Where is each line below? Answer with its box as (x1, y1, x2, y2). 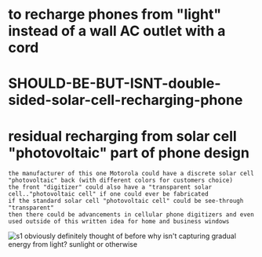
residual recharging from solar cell (8, 127, 237, 145)
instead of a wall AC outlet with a (8, 22, 226, 40)
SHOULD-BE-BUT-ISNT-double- (8, 74, 221, 92)
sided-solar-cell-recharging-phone (8, 92, 243, 109)
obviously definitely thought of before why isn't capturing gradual (24, 231, 237, 241)
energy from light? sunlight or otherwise (8, 240, 138, 249)
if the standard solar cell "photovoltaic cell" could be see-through (8, 197, 244, 205)
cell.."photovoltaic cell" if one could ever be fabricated (8, 190, 209, 198)
